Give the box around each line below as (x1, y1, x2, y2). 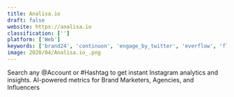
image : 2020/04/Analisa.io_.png (7, 50, 101, 57)
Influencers (7, 83, 40, 91)
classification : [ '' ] (7, 29, 70, 37)
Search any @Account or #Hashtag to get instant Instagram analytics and (7, 68, 218, 77)
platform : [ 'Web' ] (7, 36, 61, 43)
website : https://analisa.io (7, 23, 92, 30)
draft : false (7, 17, 45, 24)
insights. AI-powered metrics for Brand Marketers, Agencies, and (7, 75, 194, 84)
